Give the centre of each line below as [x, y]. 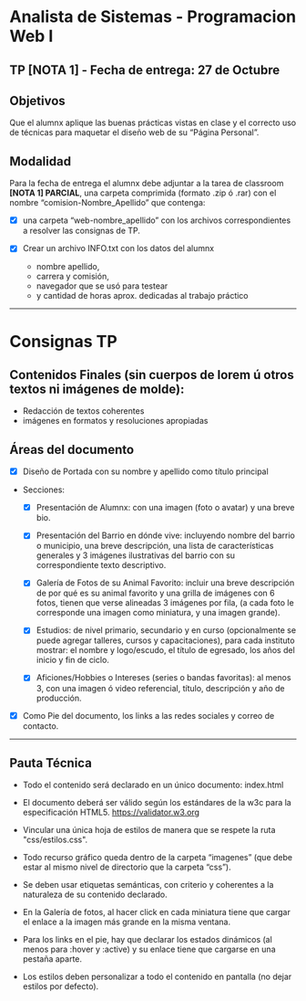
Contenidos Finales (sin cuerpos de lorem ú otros [152, 375]
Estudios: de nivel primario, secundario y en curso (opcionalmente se [166, 630]
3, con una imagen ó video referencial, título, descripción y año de [160, 688]
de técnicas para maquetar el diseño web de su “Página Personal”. [134, 132]
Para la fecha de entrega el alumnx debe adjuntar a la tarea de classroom [147, 184]
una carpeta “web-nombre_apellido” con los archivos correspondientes [157, 220]
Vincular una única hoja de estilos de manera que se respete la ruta [149, 830]
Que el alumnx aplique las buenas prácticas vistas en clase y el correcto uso [153, 123]
